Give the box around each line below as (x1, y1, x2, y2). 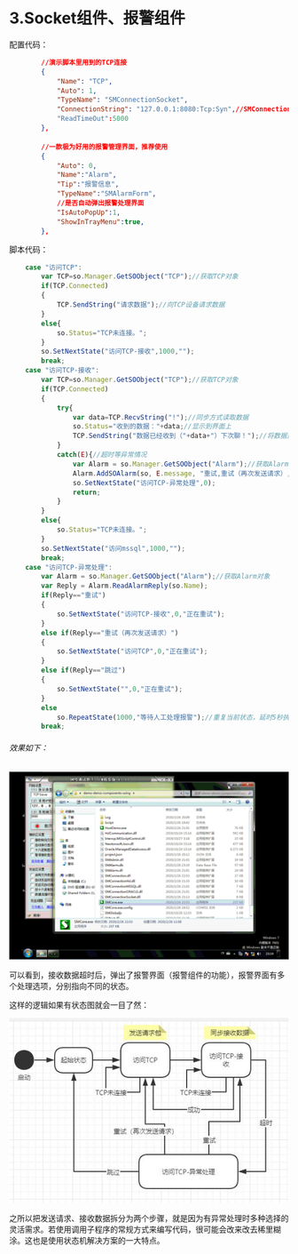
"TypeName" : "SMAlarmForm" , (56, 189, 157, 198)
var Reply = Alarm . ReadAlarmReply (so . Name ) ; (41, 581, 208, 591)
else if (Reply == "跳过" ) (41, 666, 126, 675)
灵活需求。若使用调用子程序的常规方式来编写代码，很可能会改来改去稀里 (9, 1224, 273, 1234)
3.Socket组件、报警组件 (9, 8, 186, 28)
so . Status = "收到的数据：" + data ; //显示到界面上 (72, 422, 232, 431)
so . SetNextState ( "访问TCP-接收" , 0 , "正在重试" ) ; (56, 610, 225, 619)
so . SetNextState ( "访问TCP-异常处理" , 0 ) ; (72, 478, 216, 487)
